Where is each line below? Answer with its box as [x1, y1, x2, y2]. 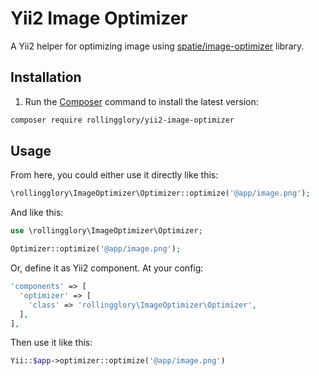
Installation [10, 69, 82, 86]
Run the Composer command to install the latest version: [24, 95, 259, 107]
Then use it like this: [10, 337, 93, 349]
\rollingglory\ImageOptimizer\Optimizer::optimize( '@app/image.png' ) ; [10, 188, 311, 199]
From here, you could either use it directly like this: [10, 169, 219, 181]
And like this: [10, 207, 64, 219]
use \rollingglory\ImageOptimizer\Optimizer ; [10, 226, 203, 236]
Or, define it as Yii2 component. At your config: [10, 262, 204, 274]
